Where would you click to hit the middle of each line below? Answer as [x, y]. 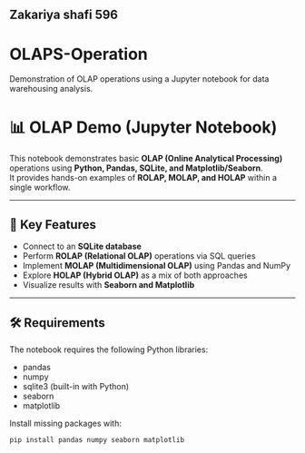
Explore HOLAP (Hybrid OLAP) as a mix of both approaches [135, 275]
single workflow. [40, 187]
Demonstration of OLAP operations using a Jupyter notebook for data [139, 79]
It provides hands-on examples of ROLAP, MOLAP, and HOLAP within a [143, 178]
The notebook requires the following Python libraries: [109, 350]
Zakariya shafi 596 [64, 15]
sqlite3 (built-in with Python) [76, 386]
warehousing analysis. [51, 89]
